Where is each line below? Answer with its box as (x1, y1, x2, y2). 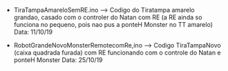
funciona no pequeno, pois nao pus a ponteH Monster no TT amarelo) (13, 21, 213, 28)
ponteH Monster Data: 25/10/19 (13, 56, 103, 64)
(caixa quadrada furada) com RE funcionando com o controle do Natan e (13, 48, 221, 57)
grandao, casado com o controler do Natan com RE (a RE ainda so (13, 13, 202, 21)
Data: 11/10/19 (13, 28, 53, 36)
